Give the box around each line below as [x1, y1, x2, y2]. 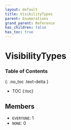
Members [5, 102, 35, 111]
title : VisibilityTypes [5, 12, 53, 16]
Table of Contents [5, 68, 48, 75]
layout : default [5, 7, 38, 12]
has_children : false [5, 25, 47, 30]
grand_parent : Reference [5, 20, 55, 26]
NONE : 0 [12, 120, 27, 126]
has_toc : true [5, 30, 34, 34]
